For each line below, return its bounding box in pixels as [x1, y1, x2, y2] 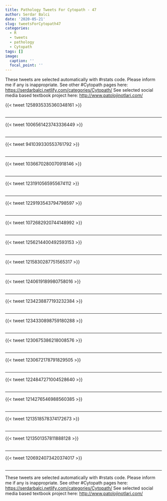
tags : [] [5, 49, 23, 54]
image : [5, 53, 19, 59]
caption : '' [9, 58, 35, 63]
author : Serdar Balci [5, 12, 50, 17]
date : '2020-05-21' [5, 16, 46, 21]
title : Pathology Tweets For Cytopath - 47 [5, 7, 97, 12]
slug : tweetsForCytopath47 [5, 21, 61, 26]
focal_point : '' [9, 63, 43, 68]
